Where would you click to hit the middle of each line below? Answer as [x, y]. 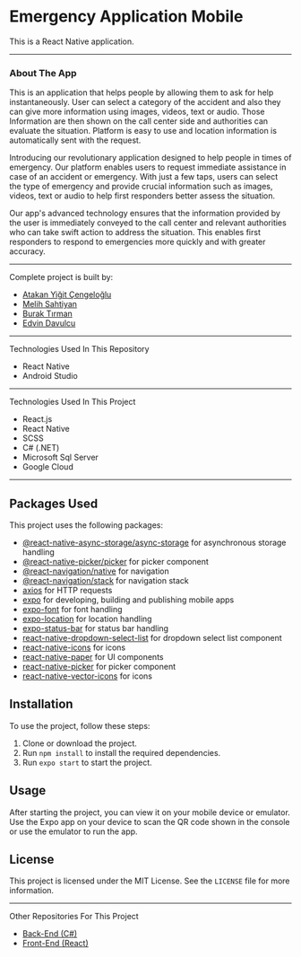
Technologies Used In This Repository [79, 349]
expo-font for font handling [72, 610]
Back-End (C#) [50, 934]
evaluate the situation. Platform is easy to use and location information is [143, 131]
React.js [37, 419]
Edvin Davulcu [49, 323]
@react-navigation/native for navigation [96, 571]
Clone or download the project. [79, 743]
